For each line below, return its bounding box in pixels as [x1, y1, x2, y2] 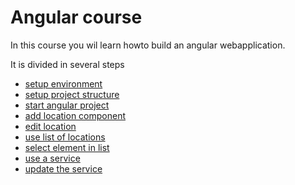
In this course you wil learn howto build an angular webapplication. [10, 39, 286, 51]
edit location [24, 120, 77, 132]
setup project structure [24, 88, 120, 100]
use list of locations [24, 131, 106, 143]
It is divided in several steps [10, 58, 125, 70]
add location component [24, 109, 127, 121]
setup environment [24, 77, 103, 90]
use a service [24, 152, 81, 164]
